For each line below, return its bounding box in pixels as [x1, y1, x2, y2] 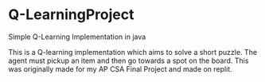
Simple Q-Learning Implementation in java [8, 32, 146, 41]
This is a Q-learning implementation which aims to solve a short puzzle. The [8, 47, 257, 57]
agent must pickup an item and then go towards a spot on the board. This [8, 56, 249, 65]
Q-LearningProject [8, 6, 134, 24]
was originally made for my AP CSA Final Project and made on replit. [8, 64, 232, 73]
